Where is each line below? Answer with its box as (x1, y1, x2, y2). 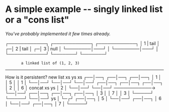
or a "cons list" (5, 14, 69, 25)
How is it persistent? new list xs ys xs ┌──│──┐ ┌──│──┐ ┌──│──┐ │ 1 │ (5, 74, 162, 80)
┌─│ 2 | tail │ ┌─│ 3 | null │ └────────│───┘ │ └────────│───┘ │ (5, 45, 159, 51)
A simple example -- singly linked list (5, 3, 163, 15)
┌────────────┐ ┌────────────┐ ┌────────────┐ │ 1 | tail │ (5, 40, 160, 46)
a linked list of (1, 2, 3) (21, 60, 80, 65)
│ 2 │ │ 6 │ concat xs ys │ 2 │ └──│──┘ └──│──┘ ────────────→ (5, 84, 156, 90)
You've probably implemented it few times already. (5, 30, 111, 36)
